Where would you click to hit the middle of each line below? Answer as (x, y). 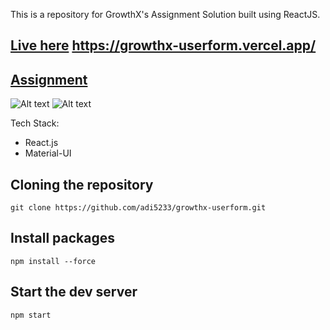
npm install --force (53, 261)
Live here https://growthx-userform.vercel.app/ (163, 45)
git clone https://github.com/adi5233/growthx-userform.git (138, 208)
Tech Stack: (35, 123)
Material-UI (48, 153)
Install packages (62, 238)
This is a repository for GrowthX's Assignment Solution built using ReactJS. (165, 14)
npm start (31, 315)
